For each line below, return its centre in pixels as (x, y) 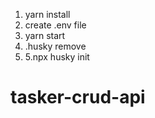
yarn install (47, 14)
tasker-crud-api (78, 97)
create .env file (55, 25)
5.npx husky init (57, 57)
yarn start (45, 35)
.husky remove (55, 46)
